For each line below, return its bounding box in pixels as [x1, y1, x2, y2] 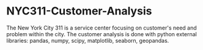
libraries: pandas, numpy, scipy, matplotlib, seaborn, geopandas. [6, 37, 169, 44]
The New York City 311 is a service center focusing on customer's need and [6, 24, 197, 31]
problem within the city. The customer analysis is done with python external [6, 30, 197, 37]
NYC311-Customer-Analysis [6, 4, 152, 18]
